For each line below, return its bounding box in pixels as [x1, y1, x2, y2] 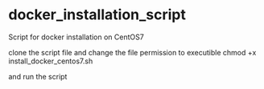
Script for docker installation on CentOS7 [8, 32, 145, 42]
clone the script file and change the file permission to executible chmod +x [8, 47, 257, 57]
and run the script [8, 71, 68, 81]
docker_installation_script [8, 6, 187, 24]
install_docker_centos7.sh [8, 56, 93, 66]
